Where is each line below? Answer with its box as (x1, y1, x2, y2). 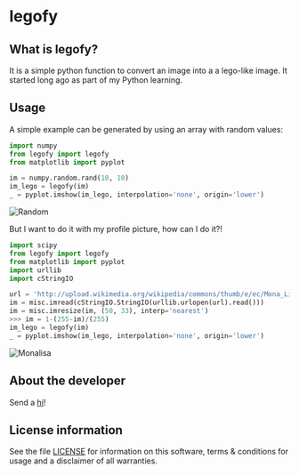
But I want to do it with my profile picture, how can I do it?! (9, 224, 222, 235)
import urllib (9, 265, 62, 275)
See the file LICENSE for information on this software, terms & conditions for (9, 447, 289, 457)
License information (9, 423, 123, 438)
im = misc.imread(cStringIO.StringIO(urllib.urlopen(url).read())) (9, 298, 265, 308)
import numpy (9, 141, 58, 150)
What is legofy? (9, 42, 99, 57)
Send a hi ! (9, 397, 46, 407)
